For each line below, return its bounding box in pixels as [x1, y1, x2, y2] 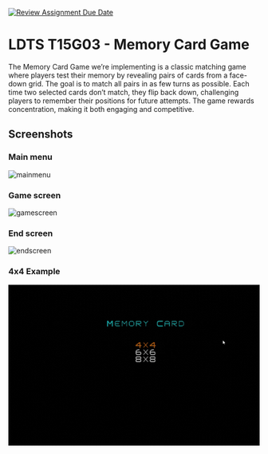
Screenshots [8, 128, 73, 141]
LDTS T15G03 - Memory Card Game [8, 36, 250, 54]
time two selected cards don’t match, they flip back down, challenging [8, 87, 239, 97]
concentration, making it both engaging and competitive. [8, 104, 195, 113]
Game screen [8, 189, 61, 201]
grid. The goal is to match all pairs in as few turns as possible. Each [28, 78, 250, 88]
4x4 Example [8, 266, 61, 277]
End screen [8, 228, 53, 239]
